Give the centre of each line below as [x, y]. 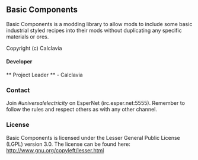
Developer [19, 62]
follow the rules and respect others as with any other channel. [82, 110]
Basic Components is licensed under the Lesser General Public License [93, 137]
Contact [18, 90]
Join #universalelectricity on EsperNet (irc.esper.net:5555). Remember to [96, 103]
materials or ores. [28, 36]
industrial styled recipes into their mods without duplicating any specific [94, 30]
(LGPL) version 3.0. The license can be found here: [68, 144]
